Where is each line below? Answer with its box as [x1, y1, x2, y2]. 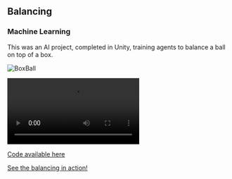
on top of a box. [7, 50, 53, 58]
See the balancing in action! [7, 163, 88, 172]
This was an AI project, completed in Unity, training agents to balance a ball [7, 42, 226, 51]
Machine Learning [7, 27, 71, 37]
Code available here [7, 149, 65, 158]
